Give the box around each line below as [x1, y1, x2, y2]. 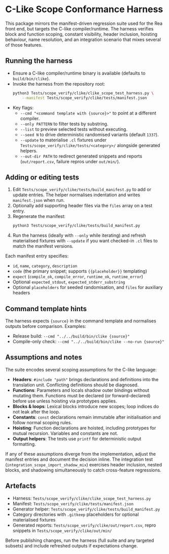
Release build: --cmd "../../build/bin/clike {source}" [12, 333, 130, 339]
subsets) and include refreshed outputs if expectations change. [5, 542, 138, 548]
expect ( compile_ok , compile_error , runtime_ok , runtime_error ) [12, 274, 144, 280]
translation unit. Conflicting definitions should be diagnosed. [12, 382, 139, 388]
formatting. [12, 441, 37, 447]
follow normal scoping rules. [12, 419, 72, 425]
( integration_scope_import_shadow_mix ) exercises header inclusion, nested [5, 461, 162, 467]
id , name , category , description [12, 263, 78, 269]
